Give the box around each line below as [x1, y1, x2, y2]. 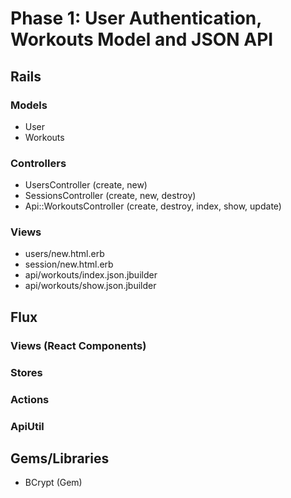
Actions [10, 392, 50, 406]
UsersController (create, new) [24, 179, 148, 191]
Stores [10, 365, 43, 379]
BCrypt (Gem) [24, 477, 83, 489]
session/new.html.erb [24, 258, 114, 271]
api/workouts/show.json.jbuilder [24, 280, 157, 292]
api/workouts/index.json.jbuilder [24, 269, 158, 281]
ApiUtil [10, 419, 45, 433]
